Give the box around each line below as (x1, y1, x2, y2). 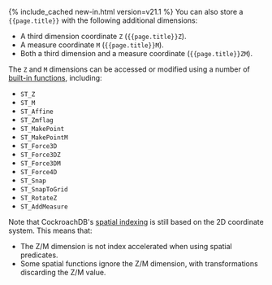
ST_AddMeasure (19, 203, 68, 211)
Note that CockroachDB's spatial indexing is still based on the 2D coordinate (8, 217, 264, 226)
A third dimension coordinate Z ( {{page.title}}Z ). (19, 32, 187, 41)
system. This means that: (8, 226, 93, 235)
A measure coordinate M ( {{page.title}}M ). (19, 40, 164, 50)
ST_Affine (19, 107, 54, 116)
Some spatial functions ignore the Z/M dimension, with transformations (19, 259, 258, 268)
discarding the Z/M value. (19, 268, 106, 277)
